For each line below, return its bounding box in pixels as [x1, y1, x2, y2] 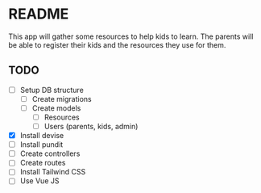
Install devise [19, 131, 64, 141]
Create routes [19, 158, 66, 168]
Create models [31, 103, 81, 113]
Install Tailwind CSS [19, 167, 86, 177]
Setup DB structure [19, 85, 85, 94]
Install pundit [19, 140, 64, 149]
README [8, 5, 69, 23]
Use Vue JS [19, 176, 60, 186]
